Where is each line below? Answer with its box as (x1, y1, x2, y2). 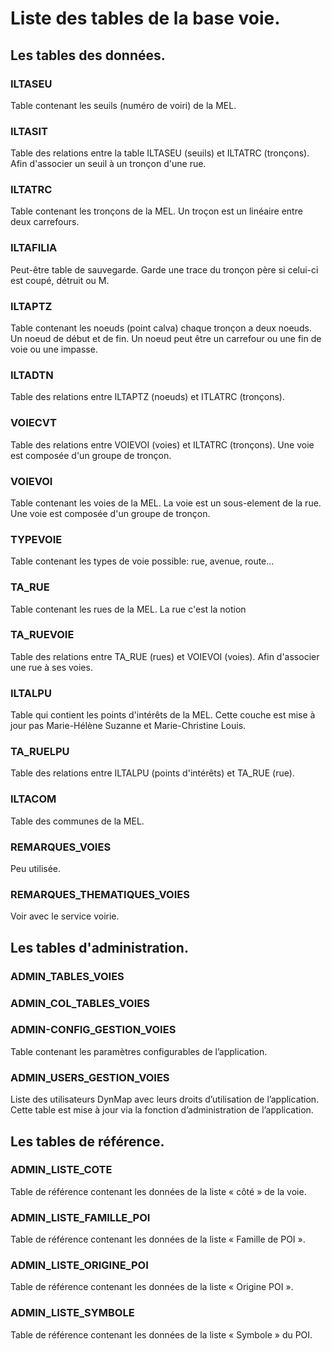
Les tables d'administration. (10, 939, 189, 956)
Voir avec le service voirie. (10, 910, 120, 922)
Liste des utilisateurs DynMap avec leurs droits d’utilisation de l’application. (10, 1093, 320, 1106)
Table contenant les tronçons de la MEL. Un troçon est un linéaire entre (10, 205, 303, 217)
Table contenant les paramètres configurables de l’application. (10, 1045, 268, 1057)
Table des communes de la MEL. (10, 815, 145, 827)
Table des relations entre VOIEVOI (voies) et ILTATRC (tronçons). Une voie (10, 438, 315, 451)
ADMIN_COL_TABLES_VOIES (10, 996, 150, 1010)
